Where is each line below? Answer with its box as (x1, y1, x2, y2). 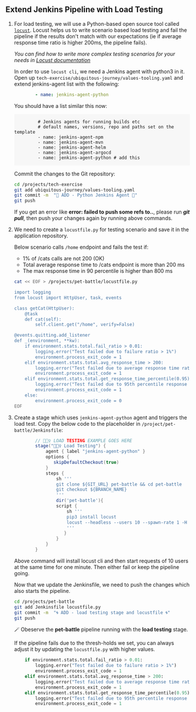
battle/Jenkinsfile (13, 428, 62, 433)
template (13, 129, 36, 135)
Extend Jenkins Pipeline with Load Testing (5, 5, 163, 15)
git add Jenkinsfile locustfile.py (13, 604, 101, 610)
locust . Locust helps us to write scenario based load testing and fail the (13, 26, 187, 33)
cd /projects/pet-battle (13, 598, 75, 605)
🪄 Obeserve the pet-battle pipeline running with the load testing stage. (13, 626, 188, 633)
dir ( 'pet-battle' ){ (56, 498, 104, 504)
